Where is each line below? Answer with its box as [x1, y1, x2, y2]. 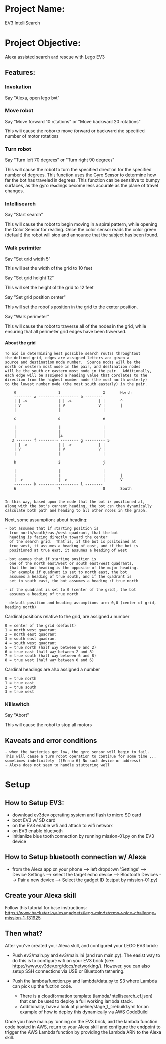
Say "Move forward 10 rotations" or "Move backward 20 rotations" [5, 118, 141, 124]
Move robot [5, 107, 34, 114]
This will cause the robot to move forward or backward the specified [5, 128, 145, 134]
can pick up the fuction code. [12, 983, 73, 989]
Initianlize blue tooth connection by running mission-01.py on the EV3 [12, 833, 155, 839]
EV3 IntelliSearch [5, 20, 40, 26]
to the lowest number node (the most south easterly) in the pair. [5, 381, 148, 387]
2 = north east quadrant [5, 632, 56, 637]
